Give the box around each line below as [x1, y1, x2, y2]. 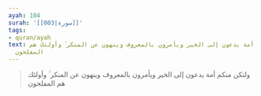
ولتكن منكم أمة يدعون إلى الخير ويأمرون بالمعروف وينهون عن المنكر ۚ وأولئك [27, 70, 251, 79]
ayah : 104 [8, 11, 41, 20]
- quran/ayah [8, 33, 51, 42]
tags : [8, 26, 26, 34]
